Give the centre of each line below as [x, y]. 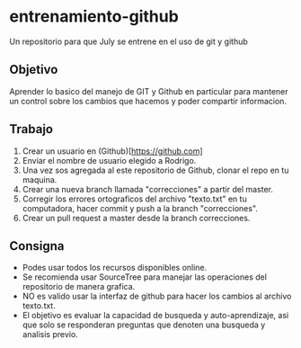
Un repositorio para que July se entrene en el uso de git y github [129, 41]
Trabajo [31, 129]
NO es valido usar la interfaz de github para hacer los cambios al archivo [157, 296]
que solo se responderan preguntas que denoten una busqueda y [144, 325]
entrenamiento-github [94, 17]
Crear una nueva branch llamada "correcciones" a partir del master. [148, 189]
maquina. [40, 179]
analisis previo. [50, 335]
